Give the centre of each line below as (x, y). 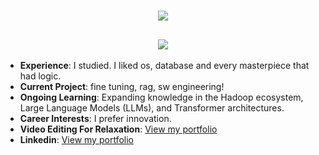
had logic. (40, 76)
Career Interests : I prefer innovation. (95, 118)
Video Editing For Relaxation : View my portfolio (118, 129)
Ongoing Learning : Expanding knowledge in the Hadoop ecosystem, (161, 97)
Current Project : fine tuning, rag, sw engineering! (122, 86)
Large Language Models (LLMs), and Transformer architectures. (152, 108)
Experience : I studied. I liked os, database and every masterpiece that (164, 65)
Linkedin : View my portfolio (76, 139)
